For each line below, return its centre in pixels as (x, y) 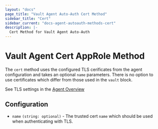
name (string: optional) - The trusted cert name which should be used (82, 116)
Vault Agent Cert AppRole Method (75, 56)
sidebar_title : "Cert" (28, 18)
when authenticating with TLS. (42, 121)
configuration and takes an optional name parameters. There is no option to (79, 74)
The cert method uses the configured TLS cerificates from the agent (74, 69)
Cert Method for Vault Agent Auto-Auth (50, 32)
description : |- (21, 28)
